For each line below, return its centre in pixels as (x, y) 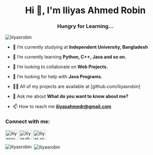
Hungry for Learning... (85, 26)
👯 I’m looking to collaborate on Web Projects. (60, 67)
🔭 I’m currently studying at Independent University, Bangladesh (80, 47)
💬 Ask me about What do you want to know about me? (70, 97)
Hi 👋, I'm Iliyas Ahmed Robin (85, 10)
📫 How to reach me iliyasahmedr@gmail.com (62, 107)
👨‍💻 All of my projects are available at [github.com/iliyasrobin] (76, 86)
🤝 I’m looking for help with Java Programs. (57, 77)
